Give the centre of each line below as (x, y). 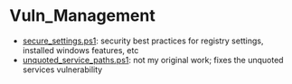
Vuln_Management (82, 16)
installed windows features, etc (80, 50)
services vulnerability (62, 70)
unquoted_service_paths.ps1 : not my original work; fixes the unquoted (153, 60)
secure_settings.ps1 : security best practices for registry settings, (143, 41)
